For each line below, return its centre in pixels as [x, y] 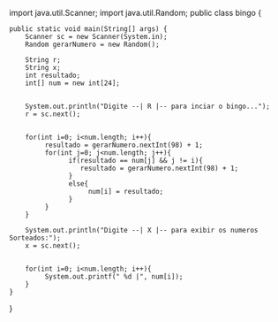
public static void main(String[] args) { [88, 29]
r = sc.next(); [53, 114]
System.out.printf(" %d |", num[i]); [114, 277]
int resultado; [53, 75]
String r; [43, 60]
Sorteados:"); [35, 238]
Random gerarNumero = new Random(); [93, 44]
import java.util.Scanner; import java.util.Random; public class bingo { [135, 13]
